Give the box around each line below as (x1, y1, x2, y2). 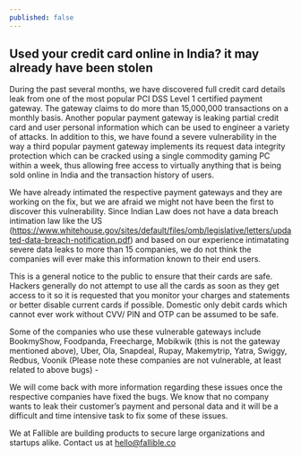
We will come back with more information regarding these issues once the (9, 382, 283, 392)
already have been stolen (9, 60, 154, 76)
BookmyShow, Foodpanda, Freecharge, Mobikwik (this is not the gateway (9, 336, 280, 347)
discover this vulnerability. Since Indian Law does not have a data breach (9, 206, 279, 217)
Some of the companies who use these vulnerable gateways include (9, 326, 262, 337)
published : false (9, 13, 74, 22)
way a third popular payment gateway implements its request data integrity (9, 141, 286, 152)
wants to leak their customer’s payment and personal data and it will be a (9, 401, 279, 412)
